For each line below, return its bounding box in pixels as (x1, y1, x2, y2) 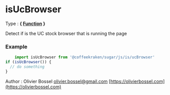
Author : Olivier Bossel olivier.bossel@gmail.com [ (5, 78, 111, 84)
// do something (10, 64, 45, 69)
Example (5, 43, 28, 50)
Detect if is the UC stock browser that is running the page (5, 30, 127, 36)
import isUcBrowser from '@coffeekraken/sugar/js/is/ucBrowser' (14, 55, 155, 60)
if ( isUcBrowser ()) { (5, 60, 52, 65)
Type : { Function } (5, 20, 46, 27)
